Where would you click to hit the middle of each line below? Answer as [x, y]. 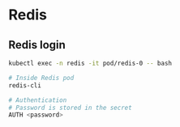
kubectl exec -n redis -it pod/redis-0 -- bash [90, 63]
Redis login [37, 45]
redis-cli [25, 85]
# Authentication [38, 100]
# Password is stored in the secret [70, 108]
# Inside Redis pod [41, 78]
